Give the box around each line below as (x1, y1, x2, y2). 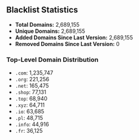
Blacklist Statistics (6, 5, 78, 15)
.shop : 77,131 (15, 88, 47, 96)
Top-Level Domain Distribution (6, 55, 99, 64)
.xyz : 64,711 (15, 101, 45, 108)
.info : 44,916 (15, 121, 50, 128)
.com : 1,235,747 (15, 69, 53, 76)
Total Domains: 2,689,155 (15, 21, 80, 28)
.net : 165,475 (15, 82, 49, 90)
